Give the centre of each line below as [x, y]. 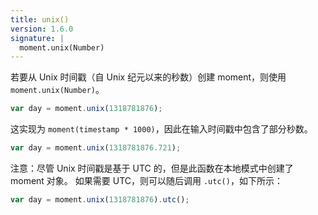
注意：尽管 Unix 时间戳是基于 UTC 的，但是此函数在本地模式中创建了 [152, 168]
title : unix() [40, 19]
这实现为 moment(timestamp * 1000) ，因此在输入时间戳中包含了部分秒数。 [161, 129]
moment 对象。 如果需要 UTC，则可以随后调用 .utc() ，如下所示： [146, 180]
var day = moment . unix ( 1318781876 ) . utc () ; [100, 200]
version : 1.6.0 [42, 29]
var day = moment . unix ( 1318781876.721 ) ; [96, 148]
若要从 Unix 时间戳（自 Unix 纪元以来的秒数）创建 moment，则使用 [148, 77]
